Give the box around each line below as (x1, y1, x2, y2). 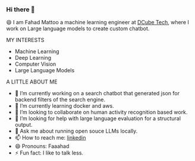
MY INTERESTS (6, 37, 45, 44)
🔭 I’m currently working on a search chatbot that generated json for (14, 90, 180, 97)
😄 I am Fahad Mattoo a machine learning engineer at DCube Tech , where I (6, 19, 189, 26)
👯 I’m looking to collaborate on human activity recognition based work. (14, 109, 188, 116)
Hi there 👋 (6, 5, 36, 14)
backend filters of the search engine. (14, 96, 106, 103)
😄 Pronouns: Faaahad (14, 143, 70, 150)
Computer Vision (14, 60, 56, 67)
